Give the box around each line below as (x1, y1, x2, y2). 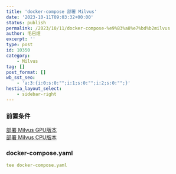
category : (6, 53, 31, 59)
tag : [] (6, 63, 25, 70)
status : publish (6, 20, 46, 25)
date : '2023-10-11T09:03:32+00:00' (6, 14, 94, 20)
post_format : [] (6, 69, 46, 75)
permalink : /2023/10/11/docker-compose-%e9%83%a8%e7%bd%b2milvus (6, 25, 170, 31)
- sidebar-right (17, 91, 57, 97)
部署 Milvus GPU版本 (6, 127, 57, 134)
